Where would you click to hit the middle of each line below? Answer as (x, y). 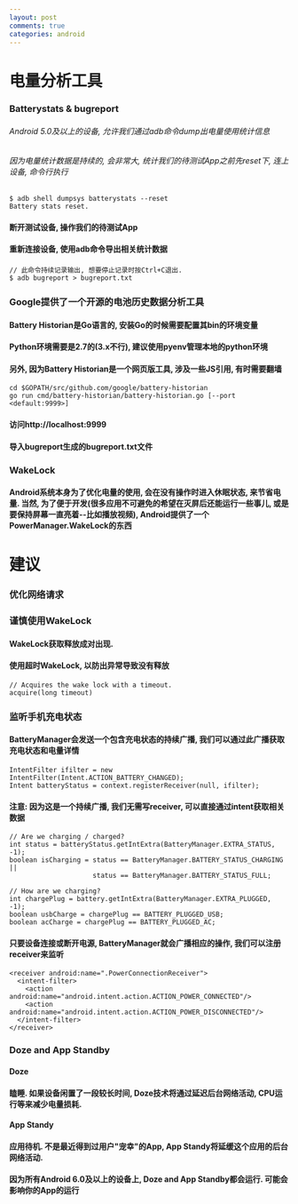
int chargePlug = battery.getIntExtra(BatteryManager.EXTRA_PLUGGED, (141, 899)
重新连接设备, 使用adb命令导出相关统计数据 (89, 249)
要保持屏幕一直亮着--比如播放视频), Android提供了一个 (110, 514)
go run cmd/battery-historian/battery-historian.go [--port (123, 396)
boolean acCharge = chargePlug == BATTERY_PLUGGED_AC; (113, 922)
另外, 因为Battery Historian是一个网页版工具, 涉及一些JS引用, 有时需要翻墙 (145, 369)
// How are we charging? (55, 891)
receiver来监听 (37, 954)
